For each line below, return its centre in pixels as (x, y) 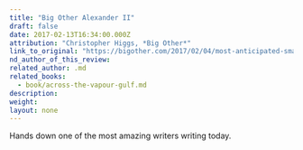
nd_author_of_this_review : (60, 60)
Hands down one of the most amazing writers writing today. (120, 136)
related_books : (38, 77)
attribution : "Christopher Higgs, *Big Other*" (101, 43)
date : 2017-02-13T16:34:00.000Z (70, 34)
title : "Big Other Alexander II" (72, 18)
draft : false (34, 26)
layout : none (34, 110)
